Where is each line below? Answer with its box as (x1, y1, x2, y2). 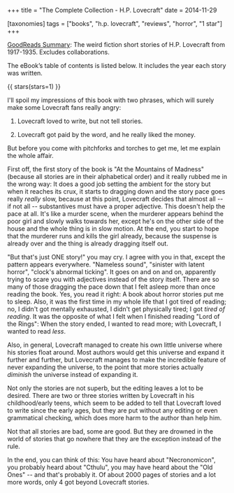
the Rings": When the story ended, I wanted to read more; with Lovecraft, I (7, 320, 221, 328)
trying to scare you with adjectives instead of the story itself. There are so (7, 276, 220, 283)
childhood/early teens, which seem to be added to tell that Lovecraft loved (7, 399, 221, 407)
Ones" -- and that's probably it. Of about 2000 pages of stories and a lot (7, 471, 217, 478)
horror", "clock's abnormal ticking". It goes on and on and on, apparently (7, 268, 217, 276)
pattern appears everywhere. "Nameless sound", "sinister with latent (7, 260, 205, 269)
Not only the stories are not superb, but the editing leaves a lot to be (7, 384, 204, 392)
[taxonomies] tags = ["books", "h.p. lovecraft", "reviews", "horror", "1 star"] (7, 20, 223, 27)
